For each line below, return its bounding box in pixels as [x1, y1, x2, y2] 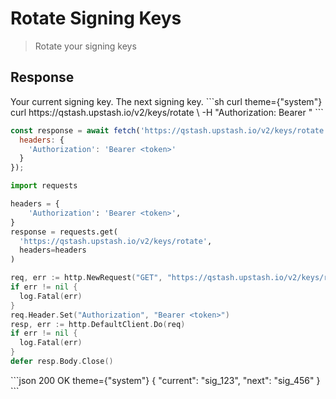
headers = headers [19, 245, 87, 256]
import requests [10, 181, 78, 191]
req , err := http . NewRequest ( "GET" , [10, 273, 163, 283]
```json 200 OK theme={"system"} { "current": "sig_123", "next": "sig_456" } [10, 374, 321, 386]
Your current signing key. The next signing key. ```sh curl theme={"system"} [10, 95, 323, 107]
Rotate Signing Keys [10, 7, 182, 30]
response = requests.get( [10, 227, 118, 237]
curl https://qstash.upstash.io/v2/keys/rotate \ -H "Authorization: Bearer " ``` [10, 106, 324, 118]
